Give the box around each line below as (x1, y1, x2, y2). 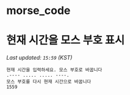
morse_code (6, 4, 71, 18)
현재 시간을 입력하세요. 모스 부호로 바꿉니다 (6, 67, 103, 73)
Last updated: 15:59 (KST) (6, 54, 73, 62)
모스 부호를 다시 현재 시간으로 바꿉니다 (6, 79, 92, 85)
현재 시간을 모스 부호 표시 (6, 33, 125, 47)
